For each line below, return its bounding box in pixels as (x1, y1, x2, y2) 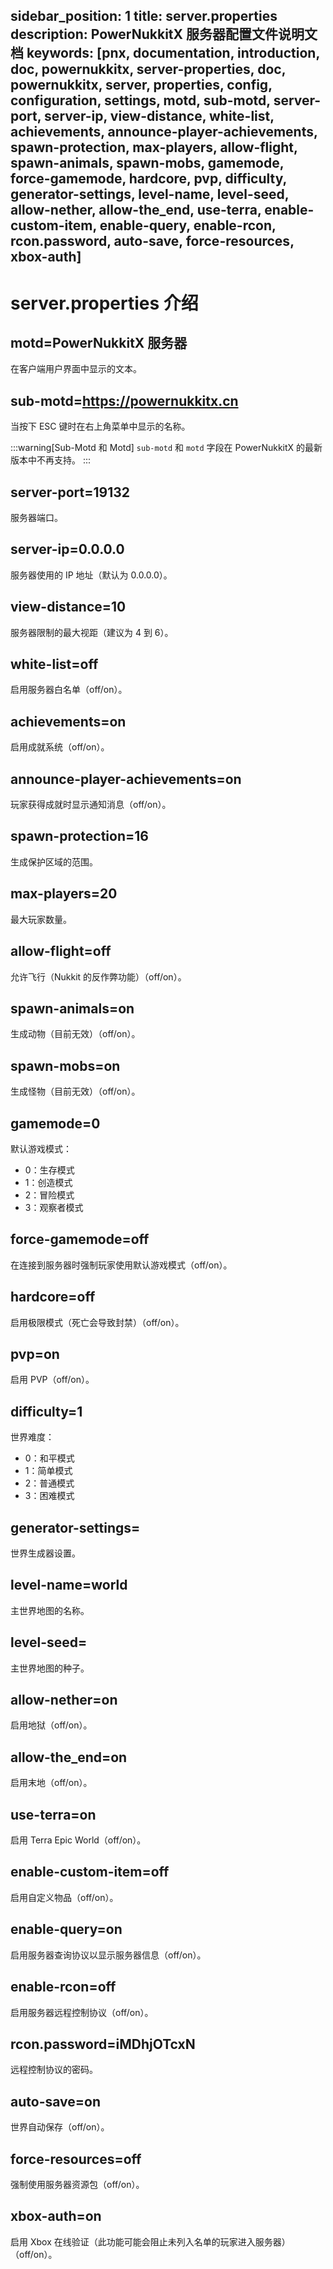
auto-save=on (10, 2093, 101, 2110)
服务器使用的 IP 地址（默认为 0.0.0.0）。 (10, 569, 173, 581)
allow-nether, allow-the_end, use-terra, (10, 202, 262, 219)
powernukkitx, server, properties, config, (10, 77, 273, 94)
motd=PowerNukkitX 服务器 (10, 334, 188, 351)
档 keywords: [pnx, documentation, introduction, (10, 45, 320, 62)
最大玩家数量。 (10, 913, 72, 925)
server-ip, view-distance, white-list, (44, 108, 275, 125)
